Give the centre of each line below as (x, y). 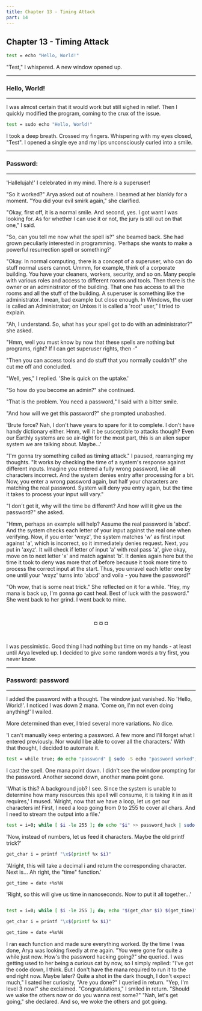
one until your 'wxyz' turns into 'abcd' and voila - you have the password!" (99, 575)
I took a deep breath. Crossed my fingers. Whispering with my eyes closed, (99, 136)
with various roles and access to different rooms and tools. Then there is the (101, 280)
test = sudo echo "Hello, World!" (50, 125)
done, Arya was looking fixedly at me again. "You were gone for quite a (94, 950)
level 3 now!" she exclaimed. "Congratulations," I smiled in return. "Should (98, 989)
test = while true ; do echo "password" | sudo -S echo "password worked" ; (102, 759)
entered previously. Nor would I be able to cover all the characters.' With (96, 741)
